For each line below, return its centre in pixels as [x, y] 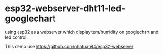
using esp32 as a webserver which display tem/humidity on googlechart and [82, 32]
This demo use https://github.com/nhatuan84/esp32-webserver [69, 46]
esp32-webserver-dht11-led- [65, 8]
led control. [17, 37]
